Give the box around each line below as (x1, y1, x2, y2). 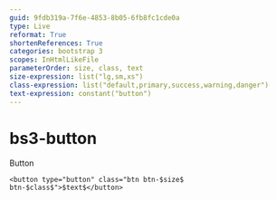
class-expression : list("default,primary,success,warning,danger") (9, 81, 270, 90)
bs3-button (9, 128, 98, 148)
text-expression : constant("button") (9, 89, 152, 98)
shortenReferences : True (9, 38, 103, 48)
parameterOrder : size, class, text (9, 64, 144, 73)
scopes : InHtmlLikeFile (9, 55, 100, 64)
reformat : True (9, 30, 67, 39)
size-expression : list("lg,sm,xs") (9, 72, 144, 81)
